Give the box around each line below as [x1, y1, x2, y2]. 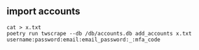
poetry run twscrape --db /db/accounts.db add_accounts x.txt [6, 30, 192, 37]
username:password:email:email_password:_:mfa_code [6, 36, 160, 43]
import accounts [6, 6, 81, 17]
